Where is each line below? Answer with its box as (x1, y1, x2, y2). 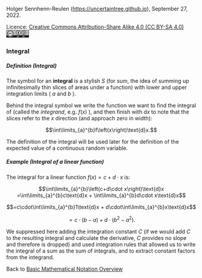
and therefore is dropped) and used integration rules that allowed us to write (6, 241, 196, 248)
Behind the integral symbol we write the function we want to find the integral (6, 102, 197, 109)
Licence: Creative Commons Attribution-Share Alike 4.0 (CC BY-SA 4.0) (6, 24, 184, 30)
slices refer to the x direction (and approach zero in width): (6, 114, 153, 121)
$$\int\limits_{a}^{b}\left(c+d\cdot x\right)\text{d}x (38, 185, 165, 192)
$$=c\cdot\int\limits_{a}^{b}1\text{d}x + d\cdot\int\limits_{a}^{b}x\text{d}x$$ (6, 203, 197, 210)
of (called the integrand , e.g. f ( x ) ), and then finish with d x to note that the (6, 108, 189, 115)
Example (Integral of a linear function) (6, 158, 104, 166)
